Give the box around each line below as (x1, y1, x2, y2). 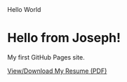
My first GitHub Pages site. (7, 53, 86, 61)
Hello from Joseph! (7, 30, 121, 46)
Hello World (7, 6, 41, 13)
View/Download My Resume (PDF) (7, 67, 107, 75)
